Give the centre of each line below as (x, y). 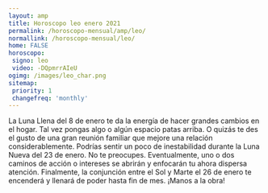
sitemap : (23, 83)
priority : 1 (32, 90)
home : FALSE (28, 46)
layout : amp (28, 16)
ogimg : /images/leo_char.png (57, 76)
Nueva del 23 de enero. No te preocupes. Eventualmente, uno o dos (121, 155)
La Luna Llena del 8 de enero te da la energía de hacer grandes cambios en (134, 121)
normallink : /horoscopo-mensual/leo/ (72, 38)
